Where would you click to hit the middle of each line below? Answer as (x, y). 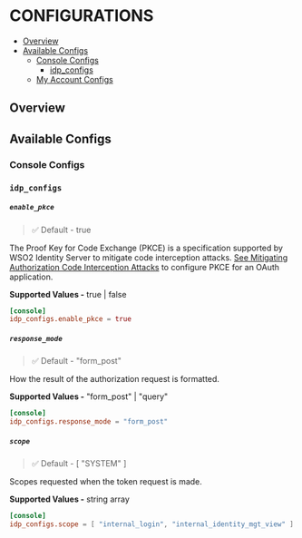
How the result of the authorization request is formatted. (115, 379)
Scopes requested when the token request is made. (106, 481)
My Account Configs (74, 79)
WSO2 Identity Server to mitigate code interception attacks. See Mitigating (149, 257)
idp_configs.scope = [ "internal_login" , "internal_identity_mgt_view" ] (152, 524)
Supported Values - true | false (68, 294)
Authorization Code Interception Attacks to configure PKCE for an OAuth (144, 267)
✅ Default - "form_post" (77, 361)
